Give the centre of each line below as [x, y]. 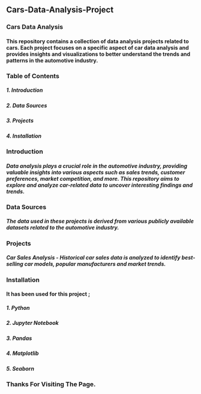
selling [15, 264]
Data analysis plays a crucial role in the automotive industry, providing [97, 166]
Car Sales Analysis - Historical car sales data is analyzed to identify [94, 258]
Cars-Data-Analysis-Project [60, 10]
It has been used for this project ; [48, 294]
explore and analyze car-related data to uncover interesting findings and [100, 185]
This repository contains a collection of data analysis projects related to [97, 41]
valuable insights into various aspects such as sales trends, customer [96, 172]
